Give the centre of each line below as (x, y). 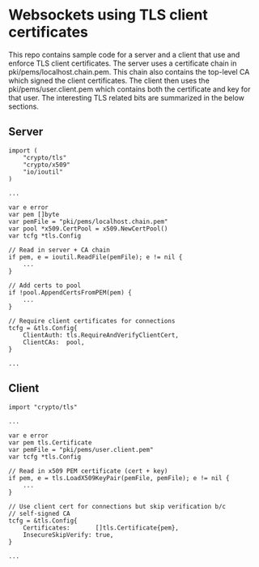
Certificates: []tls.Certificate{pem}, (101, 528)
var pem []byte (34, 214)
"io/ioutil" (43, 172)
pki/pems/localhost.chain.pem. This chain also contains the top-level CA (129, 71)
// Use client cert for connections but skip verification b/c (117, 506)
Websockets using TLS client (108, 15)
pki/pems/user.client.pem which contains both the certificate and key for (129, 89)
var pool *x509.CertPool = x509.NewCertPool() (88, 229)
